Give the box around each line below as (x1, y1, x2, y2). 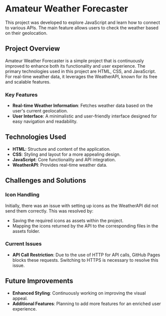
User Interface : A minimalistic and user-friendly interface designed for (12, 113, 158, 119)
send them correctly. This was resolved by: (5, 208, 93, 214)
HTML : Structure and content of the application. (12, 146, 111, 152)
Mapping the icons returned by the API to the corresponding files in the (12, 222, 159, 229)
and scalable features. (5, 79, 51, 85)
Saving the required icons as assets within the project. (12, 217, 124, 223)
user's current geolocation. (12, 108, 68, 114)
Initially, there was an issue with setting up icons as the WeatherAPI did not (5, 203, 159, 209)
